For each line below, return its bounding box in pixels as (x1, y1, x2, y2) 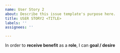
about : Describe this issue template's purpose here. (5, 12, 116, 16)
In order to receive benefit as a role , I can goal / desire (5, 42, 115, 48)
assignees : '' (5, 25, 34, 30)
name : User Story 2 (5, 7, 45, 12)
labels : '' (5, 20, 27, 26)
